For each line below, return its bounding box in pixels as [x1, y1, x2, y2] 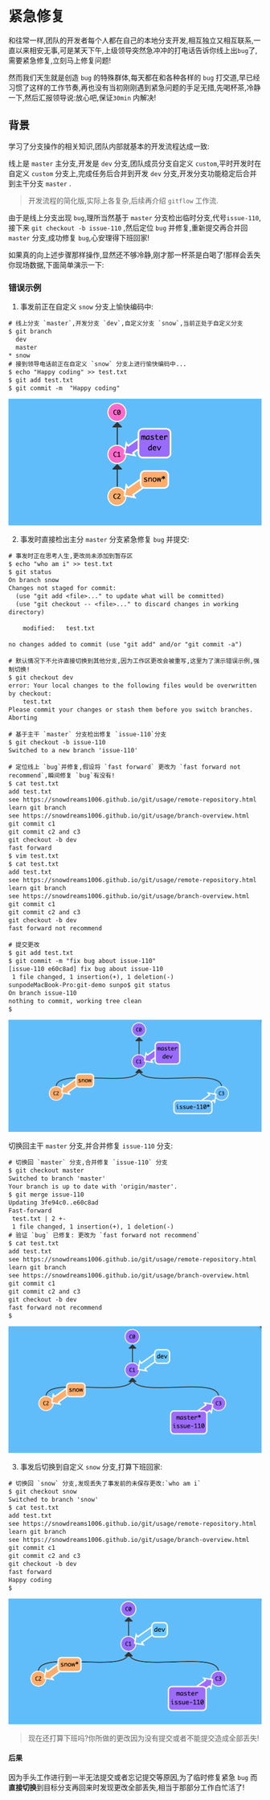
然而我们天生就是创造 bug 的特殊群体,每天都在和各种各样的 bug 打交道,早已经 [8, 72, 260, 82]
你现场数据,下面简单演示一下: [8, 260, 104, 269]
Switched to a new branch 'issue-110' [8, 746, 138, 754]
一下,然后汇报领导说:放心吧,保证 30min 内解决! [8, 92, 157, 102]
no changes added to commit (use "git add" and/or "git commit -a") [8, 640, 243, 648]
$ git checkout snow [8, 1487, 78, 1495]
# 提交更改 [8, 941, 40, 949]
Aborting [8, 713, 38, 722]
